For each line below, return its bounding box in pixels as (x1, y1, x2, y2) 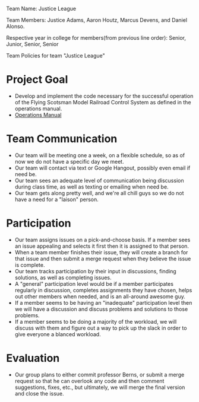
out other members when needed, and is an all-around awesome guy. (14, 293, 186, 300)
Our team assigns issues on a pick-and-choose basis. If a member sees (14, 236, 191, 243)
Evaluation (6, 352, 60, 365)
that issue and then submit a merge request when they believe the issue (14, 255, 191, 262)
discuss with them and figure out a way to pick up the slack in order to (14, 324, 187, 331)
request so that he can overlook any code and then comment (14, 377, 165, 384)
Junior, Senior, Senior (6, 41, 59, 47)
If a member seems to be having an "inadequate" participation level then (14, 299, 192, 306)
